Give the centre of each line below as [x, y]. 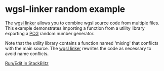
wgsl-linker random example [65, 9]
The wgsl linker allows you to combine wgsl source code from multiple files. [82, 23]
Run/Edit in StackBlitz [27, 63]
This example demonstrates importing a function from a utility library [75, 28]
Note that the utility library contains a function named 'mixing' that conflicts [82, 43]
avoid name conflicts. [27, 54]
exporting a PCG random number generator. [50, 33]
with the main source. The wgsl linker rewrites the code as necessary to [78, 48]
